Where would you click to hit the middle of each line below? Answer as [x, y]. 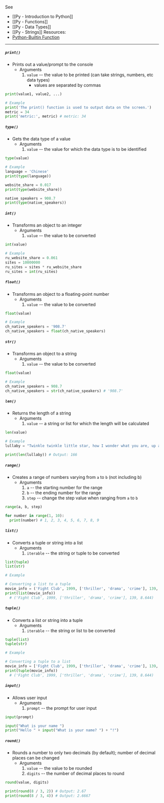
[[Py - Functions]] [30, 22]
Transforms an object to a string [44, 353]
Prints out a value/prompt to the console [53, 64]
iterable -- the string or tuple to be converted [73, 553]
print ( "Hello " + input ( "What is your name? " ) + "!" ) [62, 730]
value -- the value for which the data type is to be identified [87, 149]
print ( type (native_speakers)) [36, 203]
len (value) [16, 432]
